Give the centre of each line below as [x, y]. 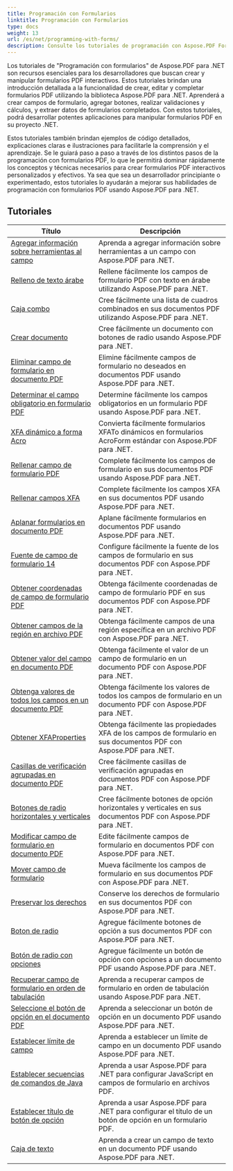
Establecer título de [42, 1111]
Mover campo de [38, 869]
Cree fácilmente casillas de [143, 761]
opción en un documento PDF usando [160, 1016]
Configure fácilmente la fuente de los [158, 546]
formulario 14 [33, 564]
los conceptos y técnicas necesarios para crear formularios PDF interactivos [116, 168]
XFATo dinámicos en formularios [151, 432]
